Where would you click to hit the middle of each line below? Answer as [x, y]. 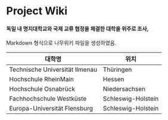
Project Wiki [37, 11]
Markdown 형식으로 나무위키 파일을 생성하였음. [61, 43]
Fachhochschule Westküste [48, 99]
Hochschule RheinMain [42, 79]
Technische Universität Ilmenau [53, 70]
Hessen [113, 79]
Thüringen [117, 70]
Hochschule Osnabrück [42, 89]
